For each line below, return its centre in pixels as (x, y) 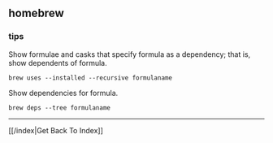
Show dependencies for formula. (63, 93)
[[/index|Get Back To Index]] (56, 130)
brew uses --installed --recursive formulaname (91, 78)
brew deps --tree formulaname (60, 108)
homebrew (36, 13)
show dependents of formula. (58, 63)
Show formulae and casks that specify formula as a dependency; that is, (130, 54)
